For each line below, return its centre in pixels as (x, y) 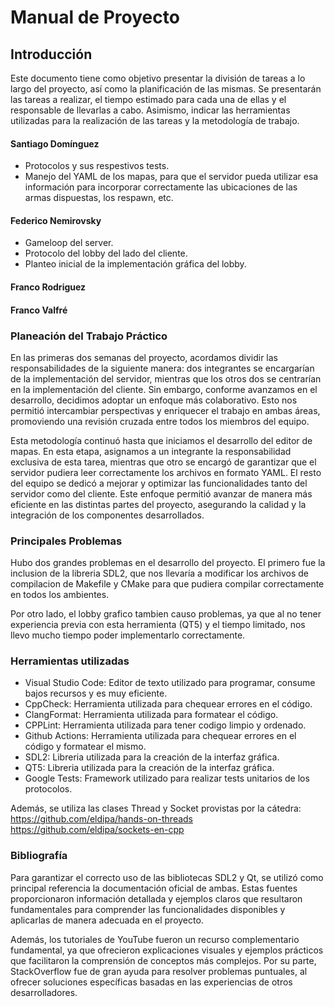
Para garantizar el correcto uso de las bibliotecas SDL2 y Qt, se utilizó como (167, 877)
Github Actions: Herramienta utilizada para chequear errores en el (160, 736)
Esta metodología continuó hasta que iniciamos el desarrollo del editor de (161, 440)
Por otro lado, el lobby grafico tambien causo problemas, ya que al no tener (166, 614)
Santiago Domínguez (55, 143)
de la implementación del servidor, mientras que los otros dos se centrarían (166, 378)
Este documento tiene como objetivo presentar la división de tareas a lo (158, 78)
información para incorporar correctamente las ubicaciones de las (161, 187)
